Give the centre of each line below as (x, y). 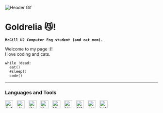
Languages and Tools (31, 92)
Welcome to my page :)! (29, 49)
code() (16, 76)
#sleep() (18, 71)
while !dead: (18, 63)
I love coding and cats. (28, 54)
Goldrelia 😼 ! (31, 27)
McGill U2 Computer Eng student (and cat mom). (54, 40)
